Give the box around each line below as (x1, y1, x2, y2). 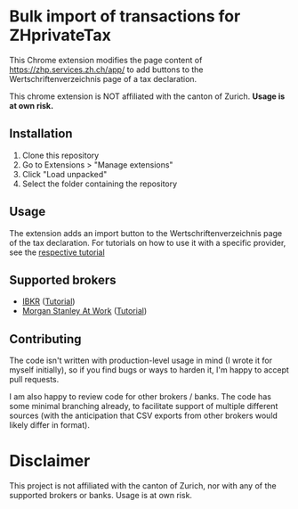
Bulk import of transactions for (9, 6, 241, 27)
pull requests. (9, 374, 60, 385)
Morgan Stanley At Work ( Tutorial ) (21, 306, 148, 316)
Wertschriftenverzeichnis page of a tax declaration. (9, 73, 197, 84)
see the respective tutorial (9, 247, 105, 258)
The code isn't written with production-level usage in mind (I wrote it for (9, 355, 273, 366)
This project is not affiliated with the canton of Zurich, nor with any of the (9, 480, 278, 491)
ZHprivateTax (9, 25, 111, 45)
